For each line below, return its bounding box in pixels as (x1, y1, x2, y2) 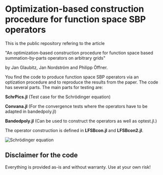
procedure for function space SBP (5, 14, 146, 25)
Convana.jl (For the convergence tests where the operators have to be (5, 103, 148, 109)
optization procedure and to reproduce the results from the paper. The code (5, 79, 159, 85)
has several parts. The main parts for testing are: (5, 84, 104, 90)
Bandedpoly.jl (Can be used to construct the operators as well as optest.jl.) (5, 118, 158, 124)
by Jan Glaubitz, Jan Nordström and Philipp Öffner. (5, 65, 108, 70)
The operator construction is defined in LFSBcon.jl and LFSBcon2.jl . (5, 127, 143, 133)
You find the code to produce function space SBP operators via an (5, 74, 139, 80)
